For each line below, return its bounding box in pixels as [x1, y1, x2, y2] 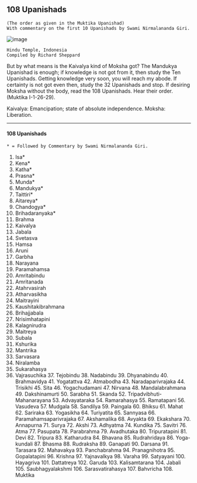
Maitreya [15, 328, 37, 335]
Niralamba [15, 359, 40, 366]
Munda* [15, 178, 35, 185]
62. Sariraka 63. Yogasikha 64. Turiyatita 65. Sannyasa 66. [15, 409, 156, 416]
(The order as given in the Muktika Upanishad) [6, 20, 125, 26]
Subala [15, 335, 32, 342]
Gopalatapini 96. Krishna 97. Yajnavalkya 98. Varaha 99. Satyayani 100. [15, 453, 186, 460]
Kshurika [15, 340, 37, 348]
